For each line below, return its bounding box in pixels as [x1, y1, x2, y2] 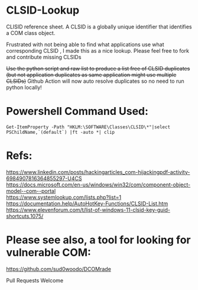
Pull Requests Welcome [6, 276, 64, 284]
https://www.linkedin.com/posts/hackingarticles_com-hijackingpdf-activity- [6, 168, 190, 175]
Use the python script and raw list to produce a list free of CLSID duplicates [6, 65, 190, 72]
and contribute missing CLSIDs [6, 53, 82, 60]
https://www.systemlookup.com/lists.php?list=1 [6, 194, 122, 201]
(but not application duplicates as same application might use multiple [6, 71, 177, 78]
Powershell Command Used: [6, 105, 149, 118]
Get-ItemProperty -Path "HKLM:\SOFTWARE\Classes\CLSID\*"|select [6, 124, 170, 130]
